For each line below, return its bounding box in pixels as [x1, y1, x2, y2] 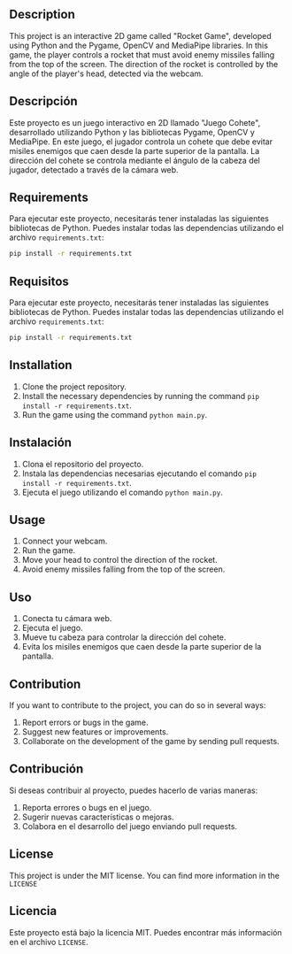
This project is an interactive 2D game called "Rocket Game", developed [9, 30, 272, 41]
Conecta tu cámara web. [21, 613, 112, 624]
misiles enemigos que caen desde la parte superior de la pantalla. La [9, 145, 260, 156]
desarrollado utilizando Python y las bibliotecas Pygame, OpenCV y [9, 127, 255, 137]
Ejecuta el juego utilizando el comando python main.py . [21, 487, 223, 497]
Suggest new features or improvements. [21, 727, 169, 737]
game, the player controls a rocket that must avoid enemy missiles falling [9, 49, 275, 60]
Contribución [9, 761, 84, 777]
